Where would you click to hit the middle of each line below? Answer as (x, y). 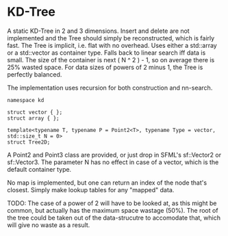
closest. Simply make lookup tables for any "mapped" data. (91, 189)
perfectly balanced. (35, 74)
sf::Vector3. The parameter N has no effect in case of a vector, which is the (113, 162)
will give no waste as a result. (49, 225)
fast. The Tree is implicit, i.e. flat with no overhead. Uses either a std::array (112, 45)
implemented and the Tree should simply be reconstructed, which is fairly (111, 38)
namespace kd (26, 100)
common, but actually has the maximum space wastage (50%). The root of (113, 210)
